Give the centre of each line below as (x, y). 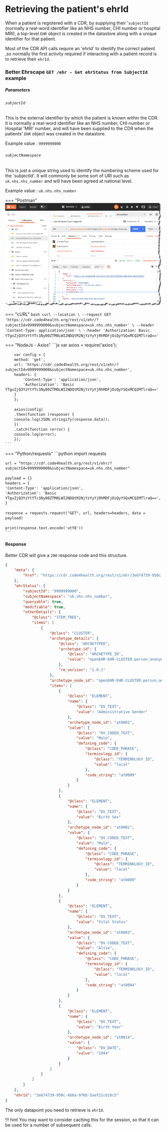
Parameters (18, 90)
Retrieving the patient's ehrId (67, 9)
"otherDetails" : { (42, 612)
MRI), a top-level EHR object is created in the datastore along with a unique (81, 33)
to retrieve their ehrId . (28, 59)
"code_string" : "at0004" (111, 985)
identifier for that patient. (31, 39)
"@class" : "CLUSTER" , (72, 633)
